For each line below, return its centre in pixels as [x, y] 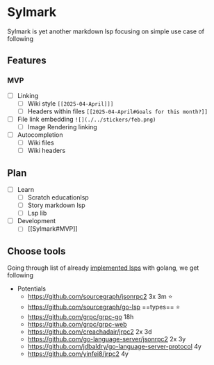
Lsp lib [37, 213]
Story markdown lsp [56, 205]
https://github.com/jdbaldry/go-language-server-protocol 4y [114, 347]
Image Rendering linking [62, 127]
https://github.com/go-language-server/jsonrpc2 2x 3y [107, 339]
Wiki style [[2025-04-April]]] [71, 103]
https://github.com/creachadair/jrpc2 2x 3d [90, 332]
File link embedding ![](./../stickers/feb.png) [87, 119]
